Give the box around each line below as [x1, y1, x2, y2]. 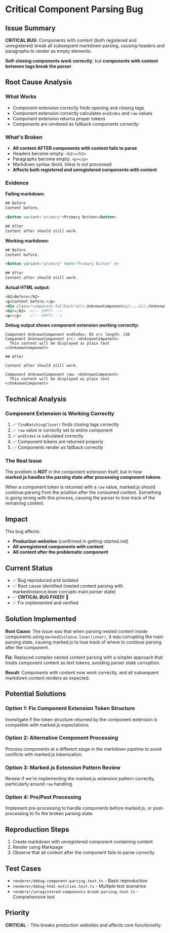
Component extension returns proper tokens [12, 115, 106, 121]
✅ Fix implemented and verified [12, 600, 78, 606]
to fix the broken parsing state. [29, 811, 94, 817]
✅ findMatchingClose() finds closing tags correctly [12, 421, 119, 427]
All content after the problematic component [12, 549, 109, 555]
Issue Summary [5, 24, 56, 32]
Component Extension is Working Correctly [5, 410, 115, 417]
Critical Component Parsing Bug [5, 4, 143, 15]
